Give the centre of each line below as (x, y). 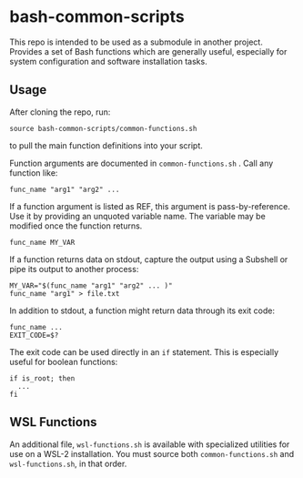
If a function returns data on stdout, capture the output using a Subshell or (149, 259)
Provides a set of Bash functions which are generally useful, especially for (148, 51)
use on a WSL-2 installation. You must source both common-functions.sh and (152, 453)
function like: (34, 173)
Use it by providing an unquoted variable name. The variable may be (137, 216)
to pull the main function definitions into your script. (106, 145)
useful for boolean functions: (64, 361)
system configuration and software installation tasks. (108, 61)
